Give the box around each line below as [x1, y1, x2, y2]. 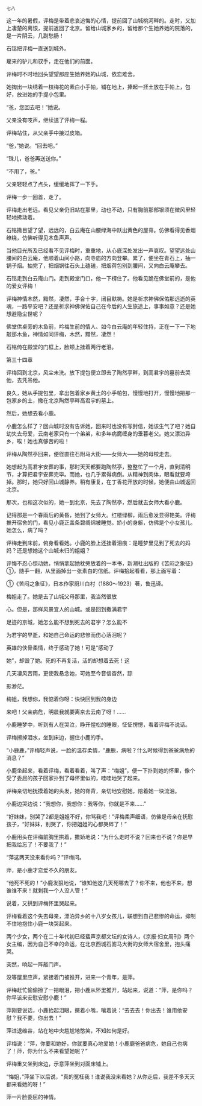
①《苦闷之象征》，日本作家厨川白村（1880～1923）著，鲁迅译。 [6, 580, 167, 587]
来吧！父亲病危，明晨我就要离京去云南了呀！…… [6, 708, 126, 715]
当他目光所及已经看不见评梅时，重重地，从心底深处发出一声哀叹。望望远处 [6, 247, 191, 254]
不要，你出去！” [22, 1014, 62, 1021]
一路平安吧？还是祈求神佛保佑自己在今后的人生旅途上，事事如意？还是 [16, 303, 191, 309]
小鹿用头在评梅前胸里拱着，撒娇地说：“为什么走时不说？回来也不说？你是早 [6, 833, 194, 840]
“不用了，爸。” [6, 168, 40, 175]
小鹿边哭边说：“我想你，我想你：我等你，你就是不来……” [6, 800, 146, 807]
